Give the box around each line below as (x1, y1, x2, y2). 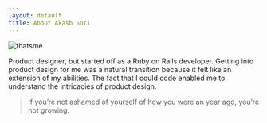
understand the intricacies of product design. (8, 81, 157, 91)
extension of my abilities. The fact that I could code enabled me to (8, 73, 226, 83)
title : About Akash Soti (8, 19, 91, 27)
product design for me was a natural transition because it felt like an (8, 64, 232, 74)
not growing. (27, 105, 70, 115)
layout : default (8, 11, 62, 20)
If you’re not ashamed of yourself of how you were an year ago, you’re (27, 97, 260, 106)
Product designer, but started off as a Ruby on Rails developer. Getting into (8, 56, 254, 66)
